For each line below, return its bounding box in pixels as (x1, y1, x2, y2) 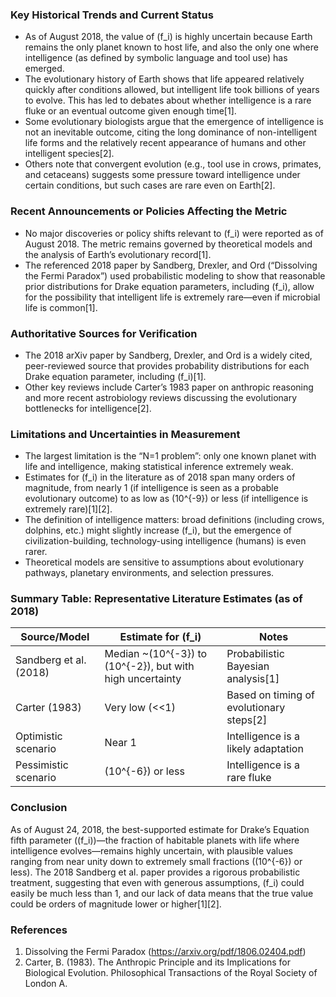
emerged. (24, 63, 65, 75)
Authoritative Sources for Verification (10, 326, 198, 340)
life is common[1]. (24, 301, 98, 313)
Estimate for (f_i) (119, 630, 202, 644)
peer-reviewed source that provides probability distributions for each (24, 359, 310, 372)
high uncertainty (104, 672, 182, 686)
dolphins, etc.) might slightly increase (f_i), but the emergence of (24, 524, 293, 537)
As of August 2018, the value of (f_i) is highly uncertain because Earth (24, 31, 313, 43)
